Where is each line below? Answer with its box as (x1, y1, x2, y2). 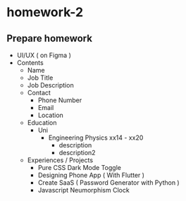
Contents (16, 59, 44, 67)
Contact (27, 89, 51, 97)
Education (27, 118, 57, 127)
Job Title (27, 73, 54, 82)
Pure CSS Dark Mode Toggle (37, 164, 121, 171)
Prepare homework (6, 32, 93, 44)
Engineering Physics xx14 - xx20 (48, 133, 144, 142)
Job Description (27, 81, 75, 89)
